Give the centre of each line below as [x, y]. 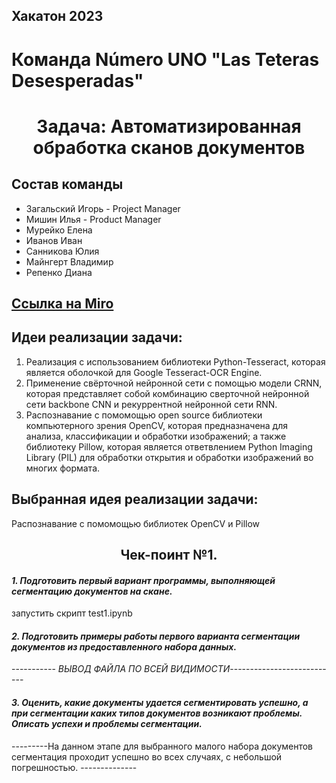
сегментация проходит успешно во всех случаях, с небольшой [147, 756]
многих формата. [63, 468]
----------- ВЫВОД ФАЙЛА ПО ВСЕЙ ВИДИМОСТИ [121, 669]
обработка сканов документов [169, 147]
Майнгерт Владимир [69, 261]
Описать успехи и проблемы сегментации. [107, 723]
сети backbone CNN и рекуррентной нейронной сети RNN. [151, 404]
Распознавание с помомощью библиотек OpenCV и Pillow [136, 523]
